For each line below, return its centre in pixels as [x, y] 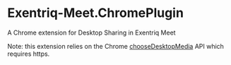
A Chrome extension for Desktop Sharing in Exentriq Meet [91, 32]
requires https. [29, 54]
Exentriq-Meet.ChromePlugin [95, 13]
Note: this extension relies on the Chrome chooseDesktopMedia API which [116, 46]
